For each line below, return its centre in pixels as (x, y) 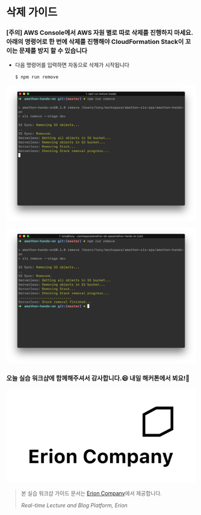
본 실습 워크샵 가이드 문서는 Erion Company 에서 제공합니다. (91, 493)
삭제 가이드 (32, 12)
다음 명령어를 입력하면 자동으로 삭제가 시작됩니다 (72, 65)
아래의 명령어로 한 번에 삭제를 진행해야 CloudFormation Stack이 (95, 42)
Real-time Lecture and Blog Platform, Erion (74, 505)
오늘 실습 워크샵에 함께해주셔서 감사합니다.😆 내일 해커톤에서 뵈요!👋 (98, 378)
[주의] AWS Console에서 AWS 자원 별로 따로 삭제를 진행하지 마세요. (100, 33)
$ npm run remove (37, 77)
